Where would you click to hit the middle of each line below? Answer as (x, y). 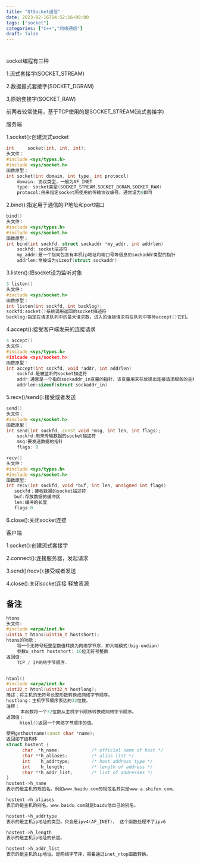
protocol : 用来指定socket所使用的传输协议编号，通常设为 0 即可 (85, 193)
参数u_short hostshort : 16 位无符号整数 (63, 651)
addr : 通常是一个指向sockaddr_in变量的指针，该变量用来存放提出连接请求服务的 (103, 379)
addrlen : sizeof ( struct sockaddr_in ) (62, 385)
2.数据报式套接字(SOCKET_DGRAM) (50, 86)
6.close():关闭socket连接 (36, 520)
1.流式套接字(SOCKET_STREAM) (45, 74)
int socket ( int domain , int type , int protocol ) (68, 176)
